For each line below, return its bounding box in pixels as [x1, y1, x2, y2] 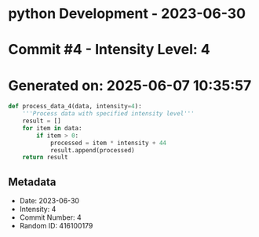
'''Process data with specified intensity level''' [22, 110, 195, 118]
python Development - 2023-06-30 [8, 5, 246, 23]
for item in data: [22, 124, 82, 132]
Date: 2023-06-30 [19, 196, 80, 206]
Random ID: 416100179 [19, 221, 93, 231]
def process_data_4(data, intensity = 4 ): [8, 103, 143, 111]
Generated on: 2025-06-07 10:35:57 [8, 76, 252, 94]
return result [22, 154, 68, 162]
